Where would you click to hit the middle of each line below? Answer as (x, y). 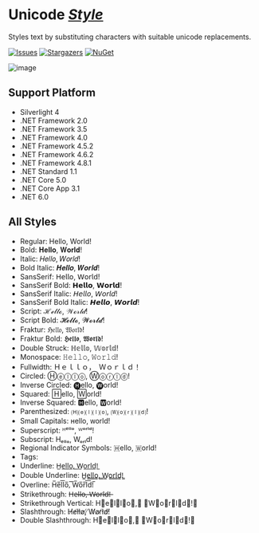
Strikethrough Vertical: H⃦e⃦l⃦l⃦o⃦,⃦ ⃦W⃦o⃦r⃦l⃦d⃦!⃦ (108, 503)
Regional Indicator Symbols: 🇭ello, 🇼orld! (88, 448)
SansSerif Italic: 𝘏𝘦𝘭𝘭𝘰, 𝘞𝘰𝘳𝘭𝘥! (69, 294)
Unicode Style (56, 15)
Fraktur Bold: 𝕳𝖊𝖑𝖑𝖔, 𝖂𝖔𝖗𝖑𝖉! (61, 338)
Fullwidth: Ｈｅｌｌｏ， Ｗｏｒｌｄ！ (80, 367)
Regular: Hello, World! (55, 241)
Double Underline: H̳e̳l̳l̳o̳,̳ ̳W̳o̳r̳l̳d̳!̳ (72, 475)
